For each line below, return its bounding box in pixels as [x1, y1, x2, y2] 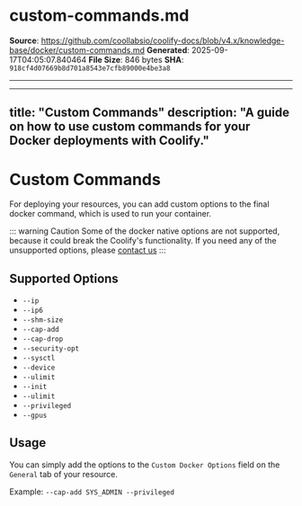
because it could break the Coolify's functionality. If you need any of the [9, 235, 277, 246]
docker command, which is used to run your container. [9, 209, 212, 219]
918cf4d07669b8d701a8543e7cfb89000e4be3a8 [9, 64, 171, 73]
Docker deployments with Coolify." [9, 133, 209, 148]
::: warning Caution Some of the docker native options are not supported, [9, 226, 280, 236]
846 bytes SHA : [124, 54, 184, 65]
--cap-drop [22, 334, 64, 344]
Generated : [147, 44, 191, 55]
